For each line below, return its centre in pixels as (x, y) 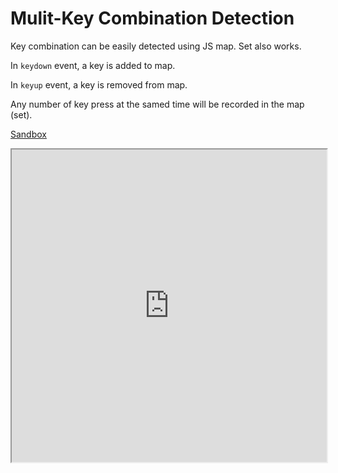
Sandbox (28, 134)
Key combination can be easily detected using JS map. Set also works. (156, 46)
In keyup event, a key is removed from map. (99, 84)
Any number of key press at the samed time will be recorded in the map (157, 104)
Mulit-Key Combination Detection (152, 18)
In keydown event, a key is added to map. (93, 65)
